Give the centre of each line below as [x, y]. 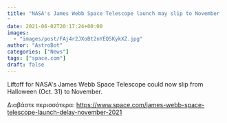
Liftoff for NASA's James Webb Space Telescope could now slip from [105, 84]
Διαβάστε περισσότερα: [41, 104]
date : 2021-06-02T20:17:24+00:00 [55, 26]
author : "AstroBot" [35, 45]
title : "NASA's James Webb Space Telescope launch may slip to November [113, 13]
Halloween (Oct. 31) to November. [55, 91]
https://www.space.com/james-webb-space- [140, 104]
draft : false [26, 65]
